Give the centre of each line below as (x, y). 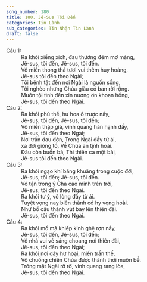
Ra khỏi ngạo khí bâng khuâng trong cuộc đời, (77, 171)
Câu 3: (14, 165)
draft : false (22, 34)
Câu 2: (14, 108)
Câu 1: (14, 51)
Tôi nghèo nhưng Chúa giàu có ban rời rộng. (75, 89)
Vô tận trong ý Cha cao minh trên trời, (67, 184)
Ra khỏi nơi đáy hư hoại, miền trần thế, (68, 253)
